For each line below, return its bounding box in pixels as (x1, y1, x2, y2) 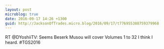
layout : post (5, 7, 32, 12)
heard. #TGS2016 (5, 40, 41, 46)
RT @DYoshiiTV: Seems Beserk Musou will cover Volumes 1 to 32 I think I (5, 34, 153, 40)
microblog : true (5, 12, 38, 17)
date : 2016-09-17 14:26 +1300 (5, 16, 67, 21)
